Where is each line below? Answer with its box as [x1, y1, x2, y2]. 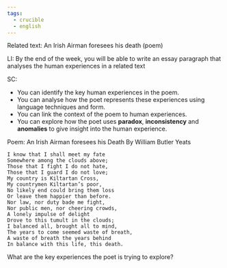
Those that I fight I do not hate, [7, 163, 109, 170]
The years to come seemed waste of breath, [7, 229, 133, 236]
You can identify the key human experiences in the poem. [16, 88, 180, 96]
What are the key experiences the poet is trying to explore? [7, 253, 174, 261]
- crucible [13, 16, 44, 23]
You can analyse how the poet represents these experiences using [16, 96, 205, 104]
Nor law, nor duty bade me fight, [7, 199, 106, 206]
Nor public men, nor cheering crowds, [7, 205, 118, 212]
